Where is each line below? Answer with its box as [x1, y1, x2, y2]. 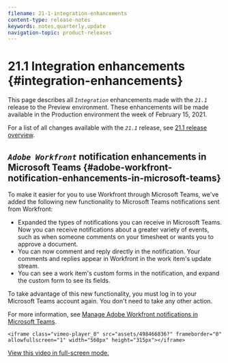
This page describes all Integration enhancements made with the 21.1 [8, 96, 208, 104]
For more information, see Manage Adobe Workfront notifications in [8, 310, 199, 318]
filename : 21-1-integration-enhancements [8, 10, 128, 17]
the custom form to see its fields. [17, 277, 111, 284]
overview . [8, 131, 35, 139]
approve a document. [17, 240, 79, 248]
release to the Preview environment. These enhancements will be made [8, 103, 209, 112]
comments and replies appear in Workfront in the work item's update [17, 255, 212, 262]
